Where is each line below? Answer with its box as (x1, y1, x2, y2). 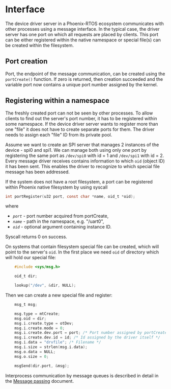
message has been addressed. (5, 169, 70, 175)
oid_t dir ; (14, 273, 38, 279)
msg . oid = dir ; (14, 316, 47, 321)
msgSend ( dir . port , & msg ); (14, 363, 70, 369)
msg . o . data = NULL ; (14, 349, 56, 354)
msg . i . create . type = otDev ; (14, 321, 74, 326)
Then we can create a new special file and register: (5, 292, 113, 299)
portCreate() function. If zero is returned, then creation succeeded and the (5, 76, 163, 82)
